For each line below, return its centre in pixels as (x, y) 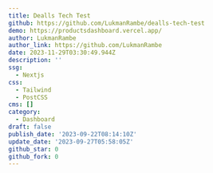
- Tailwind (34, 90)
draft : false (30, 127)
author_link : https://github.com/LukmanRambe (85, 45)
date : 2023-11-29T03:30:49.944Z (62, 53)
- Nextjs (30, 75)
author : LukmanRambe (43, 38)
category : (25, 112)
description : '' (35, 61)
